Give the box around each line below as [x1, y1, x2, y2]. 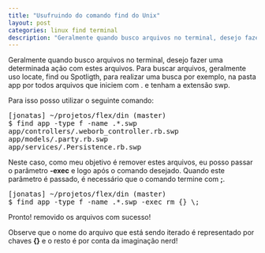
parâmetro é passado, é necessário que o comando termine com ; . [8, 175, 226, 184]
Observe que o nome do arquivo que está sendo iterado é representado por [8, 228, 255, 237]
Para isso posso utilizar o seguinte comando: [8, 96, 155, 105]
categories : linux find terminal [8, 26, 118, 34]
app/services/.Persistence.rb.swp [8, 143, 142, 152]
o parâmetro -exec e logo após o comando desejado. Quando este [8, 166, 226, 176]
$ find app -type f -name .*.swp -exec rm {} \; [8, 198, 200, 206]
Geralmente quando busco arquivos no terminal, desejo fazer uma [8, 55, 223, 65]
